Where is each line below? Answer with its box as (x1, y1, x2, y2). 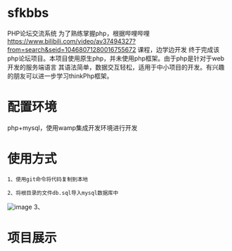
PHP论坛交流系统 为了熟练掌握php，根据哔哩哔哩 (7, 29, 150, 37)
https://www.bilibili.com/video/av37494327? (7, 37, 136, 45)
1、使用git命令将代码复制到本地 (7, 176, 89, 183)
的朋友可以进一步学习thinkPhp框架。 (7, 72, 113, 80)
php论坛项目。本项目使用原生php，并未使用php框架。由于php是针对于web (7, 54, 225, 63)
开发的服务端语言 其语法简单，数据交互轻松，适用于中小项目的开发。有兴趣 (7, 63, 225, 71)
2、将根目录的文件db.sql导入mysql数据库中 (7, 189, 119, 196)
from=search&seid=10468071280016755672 (7, 45, 136, 53)
